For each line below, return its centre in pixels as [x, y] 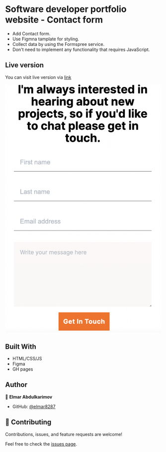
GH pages [23, 369]
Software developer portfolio [66, 9]
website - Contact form [54, 20]
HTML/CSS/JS [27, 358]
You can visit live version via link [38, 77]
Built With [21, 346]
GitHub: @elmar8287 [34, 406]
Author [16, 385]
